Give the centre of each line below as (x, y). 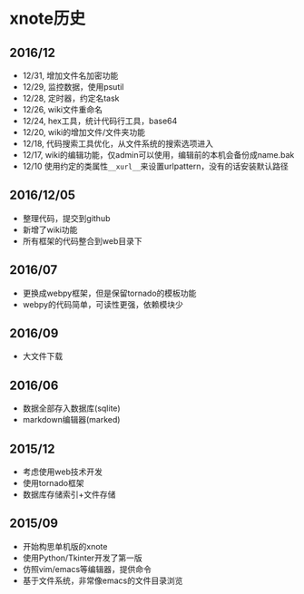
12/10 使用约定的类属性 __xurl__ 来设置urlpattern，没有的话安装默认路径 (155, 166)
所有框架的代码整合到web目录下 (82, 240)
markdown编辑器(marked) (71, 420)
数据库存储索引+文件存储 (69, 494)
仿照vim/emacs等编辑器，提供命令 (87, 569)
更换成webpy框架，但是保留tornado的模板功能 (109, 293)
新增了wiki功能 (50, 229)
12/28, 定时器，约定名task (71, 98)
